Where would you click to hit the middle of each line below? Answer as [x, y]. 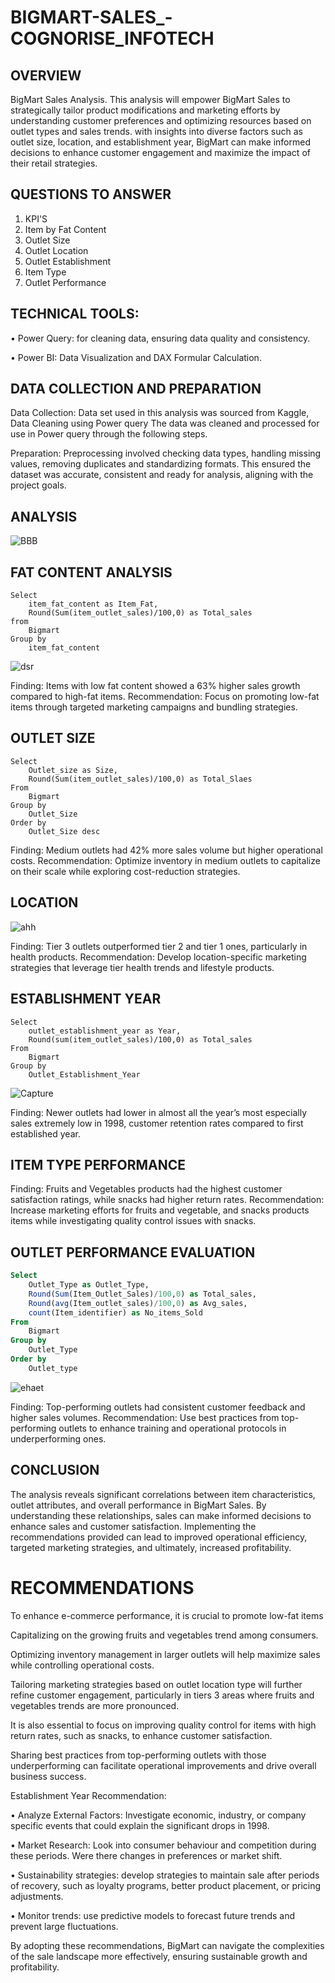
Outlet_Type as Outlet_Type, [89, 1285]
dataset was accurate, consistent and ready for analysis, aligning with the [162, 475]
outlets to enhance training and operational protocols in [172, 1428]
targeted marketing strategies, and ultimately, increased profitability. [151, 1547]
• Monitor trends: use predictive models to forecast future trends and [152, 1915]
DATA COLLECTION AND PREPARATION [136, 389]
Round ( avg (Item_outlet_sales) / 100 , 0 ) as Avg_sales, [138, 1303]
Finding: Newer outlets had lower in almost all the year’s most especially [159, 1112]
